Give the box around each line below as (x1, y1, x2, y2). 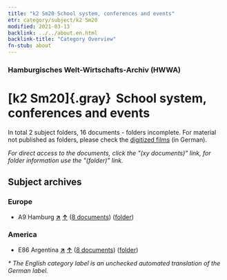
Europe (8, 197, 33, 207)
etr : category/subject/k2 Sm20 (8, 17, 98, 24)
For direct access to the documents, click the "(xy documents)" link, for (8, 149, 211, 157)
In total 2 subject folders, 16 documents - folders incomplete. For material (8, 128, 217, 136)
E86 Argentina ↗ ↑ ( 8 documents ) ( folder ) (17, 245, 139, 254)
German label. (8, 266, 49, 274)
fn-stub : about (8, 42, 52, 49)
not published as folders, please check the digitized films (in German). (8, 136, 208, 144)
